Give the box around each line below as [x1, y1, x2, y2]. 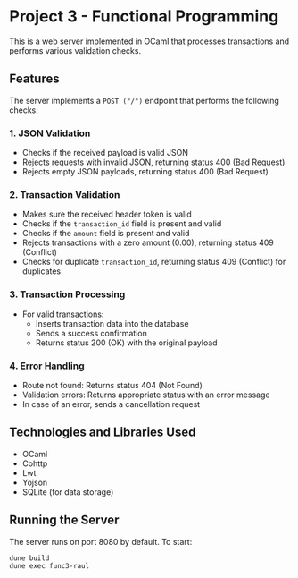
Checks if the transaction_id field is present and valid [21, 218, 222, 229]
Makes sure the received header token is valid [21, 208, 192, 220]
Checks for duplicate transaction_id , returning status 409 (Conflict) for [21, 257, 286, 268]
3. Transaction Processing [9, 288, 126, 301]
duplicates [21, 266, 61, 276]
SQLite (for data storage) [21, 486, 114, 497]
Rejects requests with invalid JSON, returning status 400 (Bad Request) [21, 157, 286, 167]
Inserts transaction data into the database [35, 318, 189, 328]
